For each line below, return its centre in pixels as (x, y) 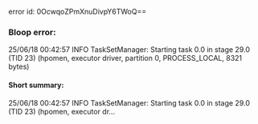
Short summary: (36, 85)
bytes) (19, 66)
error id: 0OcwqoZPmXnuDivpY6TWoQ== (78, 12)
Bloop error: (32, 32)
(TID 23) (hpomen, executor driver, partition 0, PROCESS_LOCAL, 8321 (125, 58)
